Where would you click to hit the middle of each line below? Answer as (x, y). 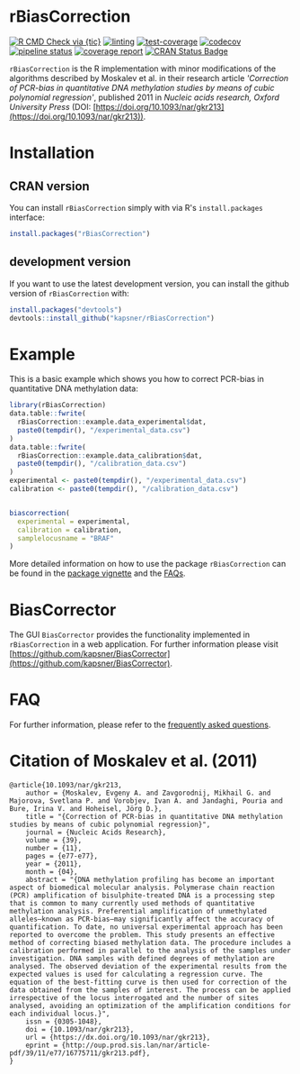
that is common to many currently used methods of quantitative (132, 904)
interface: (27, 217)
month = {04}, (52, 872)
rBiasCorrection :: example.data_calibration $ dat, (110, 455)
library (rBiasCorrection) (57, 405)
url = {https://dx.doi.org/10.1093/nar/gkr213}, (118, 1038)
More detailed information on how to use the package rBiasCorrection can (148, 564)
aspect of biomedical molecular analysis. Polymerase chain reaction (142, 888)
